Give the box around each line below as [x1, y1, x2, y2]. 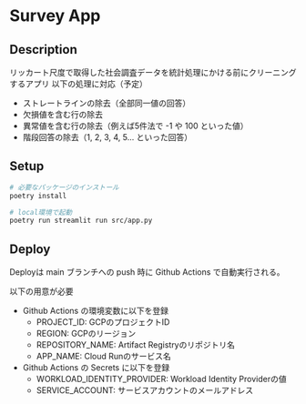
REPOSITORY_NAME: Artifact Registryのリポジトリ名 [36, 339, 235, 350]
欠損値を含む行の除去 [22, 109, 103, 119]
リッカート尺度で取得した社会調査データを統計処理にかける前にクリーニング [9, 67, 297, 77]
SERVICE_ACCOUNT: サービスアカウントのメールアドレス [36, 385, 253, 396]
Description [9, 42, 77, 57]
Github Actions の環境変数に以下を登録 [22, 306, 168, 317]
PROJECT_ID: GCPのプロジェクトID [36, 317, 170, 328]
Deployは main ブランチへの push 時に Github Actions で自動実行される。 [9, 267, 285, 278]
